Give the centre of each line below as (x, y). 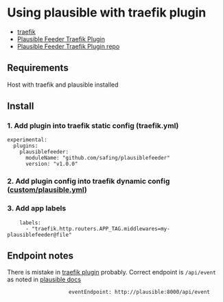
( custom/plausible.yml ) (47, 190)
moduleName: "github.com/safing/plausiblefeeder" (97, 158)
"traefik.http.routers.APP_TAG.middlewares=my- (101, 228)
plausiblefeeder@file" (39, 235)
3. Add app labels (37, 208)
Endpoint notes (40, 256)
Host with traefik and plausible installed (63, 85)
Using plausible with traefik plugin (107, 13)
